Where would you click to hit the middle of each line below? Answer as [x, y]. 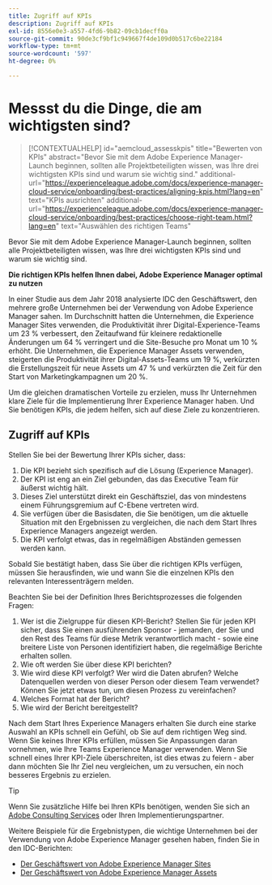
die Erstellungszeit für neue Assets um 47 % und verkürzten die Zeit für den [135, 368]
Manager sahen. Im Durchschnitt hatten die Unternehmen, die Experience [131, 316]
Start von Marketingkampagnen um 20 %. [78, 376]
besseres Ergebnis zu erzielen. [60, 775]
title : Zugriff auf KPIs [50, 16]
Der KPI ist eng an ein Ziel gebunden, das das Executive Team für [129, 479]
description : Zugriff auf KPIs [61, 24]
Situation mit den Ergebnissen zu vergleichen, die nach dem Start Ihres [138, 522]
